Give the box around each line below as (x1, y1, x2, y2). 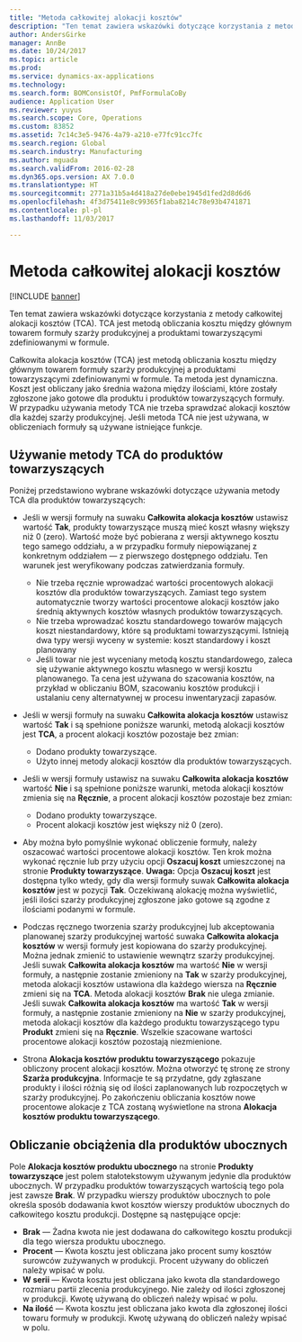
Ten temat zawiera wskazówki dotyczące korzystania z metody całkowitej (9, 308, 283, 319)
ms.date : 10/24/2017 (9, 47, 87, 56)
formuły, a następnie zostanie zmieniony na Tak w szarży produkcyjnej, (22, 969, 288, 980)
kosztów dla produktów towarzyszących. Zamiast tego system (35, 587, 267, 598)
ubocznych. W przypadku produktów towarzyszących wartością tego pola (9, 1181, 285, 1192)
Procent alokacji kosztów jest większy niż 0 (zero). (35, 820, 224, 830)
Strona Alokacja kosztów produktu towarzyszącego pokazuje (22, 1054, 256, 1065)
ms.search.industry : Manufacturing (9, 147, 143, 156)
